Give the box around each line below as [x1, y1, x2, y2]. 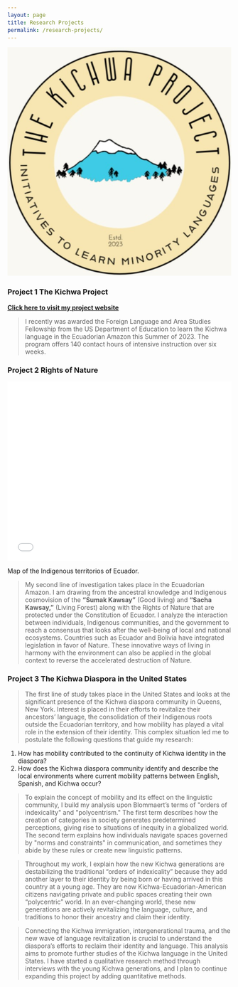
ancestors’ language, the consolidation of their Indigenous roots [24, 712, 212, 722]
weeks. [24, 347, 46, 356]
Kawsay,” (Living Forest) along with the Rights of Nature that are [24, 603, 215, 612]
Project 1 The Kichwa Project [7, 287, 109, 297]
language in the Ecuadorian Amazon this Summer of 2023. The [24, 332, 210, 341]
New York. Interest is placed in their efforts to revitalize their [24, 705, 201, 714]
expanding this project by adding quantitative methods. [24, 972, 187, 981]
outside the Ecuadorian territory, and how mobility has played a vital [24, 720, 224, 729]
